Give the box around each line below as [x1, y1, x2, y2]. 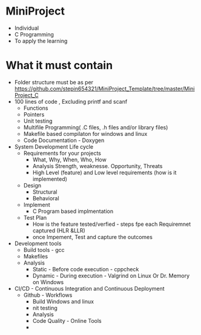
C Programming [14, 30, 54, 38]
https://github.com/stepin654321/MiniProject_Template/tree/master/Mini [14, 85, 195, 92]
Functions [23, 104, 48, 112]
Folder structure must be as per [14, 78, 94, 86]
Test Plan [23, 214, 47, 221]
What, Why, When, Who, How [32, 156, 107, 163]
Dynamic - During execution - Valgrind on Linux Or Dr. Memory [32, 272, 190, 279]
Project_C [14, 91, 39, 98]
